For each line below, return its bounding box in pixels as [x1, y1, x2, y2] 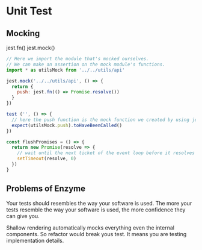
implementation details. [6, 237, 64, 244]
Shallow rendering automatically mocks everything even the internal [6, 224, 174, 231]
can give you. [6, 212, 40, 219]
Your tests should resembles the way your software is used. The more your [6, 199, 192, 207]
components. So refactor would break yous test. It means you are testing [6, 230, 187, 237]
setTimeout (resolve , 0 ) [17, 155, 77, 162]
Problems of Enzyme [6, 184, 86, 194]
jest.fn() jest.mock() [6, 44, 55, 51]
